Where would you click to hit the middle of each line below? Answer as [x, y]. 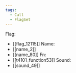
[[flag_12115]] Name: [34, 44]
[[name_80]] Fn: [30, 55]
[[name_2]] [24, 50]
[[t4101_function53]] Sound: [42, 60]
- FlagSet [20, 19]
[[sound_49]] [26, 66]
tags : [11, 10]
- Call [17, 15]
